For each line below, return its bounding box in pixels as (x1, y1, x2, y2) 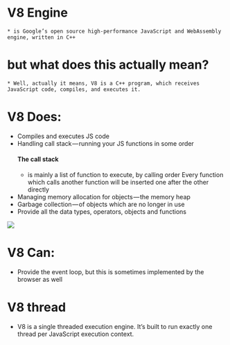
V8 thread (7, 300, 67, 315)
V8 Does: (7, 109, 62, 125)
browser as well (17, 275, 63, 283)
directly (27, 185, 50, 194)
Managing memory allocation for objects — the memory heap (17, 193, 191, 201)
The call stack (17, 155, 59, 164)
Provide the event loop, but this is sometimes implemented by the (17, 267, 204, 276)
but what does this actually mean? (7, 57, 209, 73)
